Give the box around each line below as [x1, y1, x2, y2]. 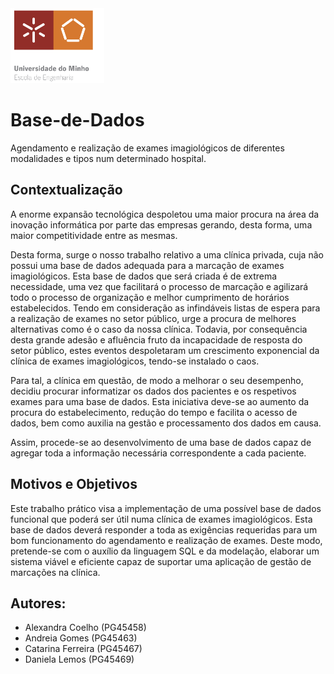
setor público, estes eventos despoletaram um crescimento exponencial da [10, 344, 320, 356]
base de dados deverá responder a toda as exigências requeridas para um [10, 523, 318, 536]
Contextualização [10, 182, 123, 199]
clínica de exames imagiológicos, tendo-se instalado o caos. [10, 355, 260, 367]
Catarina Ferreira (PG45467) [24, 643, 143, 655]
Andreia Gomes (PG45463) [24, 632, 138, 644]
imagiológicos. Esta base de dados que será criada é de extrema [10, 270, 278, 282]
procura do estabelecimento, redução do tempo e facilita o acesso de [10, 406, 298, 418]
